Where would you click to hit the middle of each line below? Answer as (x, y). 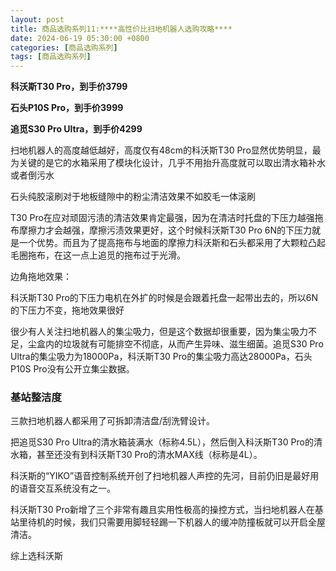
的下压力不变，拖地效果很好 (67, 310)
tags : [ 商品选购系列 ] (51, 57)
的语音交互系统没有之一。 (63, 488)
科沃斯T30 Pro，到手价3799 (69, 87)
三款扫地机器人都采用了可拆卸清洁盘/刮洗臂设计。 (113, 421)
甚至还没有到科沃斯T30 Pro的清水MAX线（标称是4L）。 (149, 455)
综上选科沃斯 (36, 556)
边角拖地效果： (41, 277)
